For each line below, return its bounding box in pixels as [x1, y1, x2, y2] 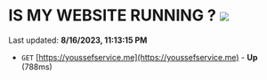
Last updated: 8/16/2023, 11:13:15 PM [8, 35, 148, 45]
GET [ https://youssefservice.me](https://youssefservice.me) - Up [20, 52, 258, 62]
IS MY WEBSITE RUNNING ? [8, 5, 217, 26]
